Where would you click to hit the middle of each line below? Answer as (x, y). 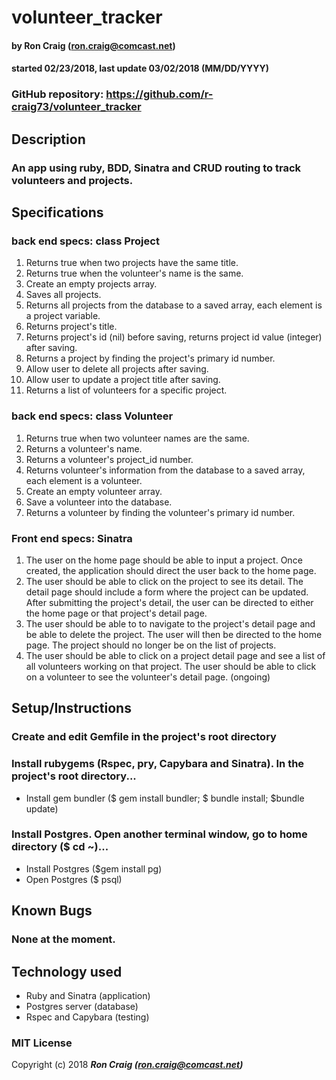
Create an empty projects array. (91, 284)
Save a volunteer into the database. (99, 502)
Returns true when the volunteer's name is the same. (134, 273)
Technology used (67, 971)
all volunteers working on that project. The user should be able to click (171, 666)
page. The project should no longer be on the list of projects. (151, 645)
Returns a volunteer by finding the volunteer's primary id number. (160, 512)
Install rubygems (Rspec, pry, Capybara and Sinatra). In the (158, 764)
